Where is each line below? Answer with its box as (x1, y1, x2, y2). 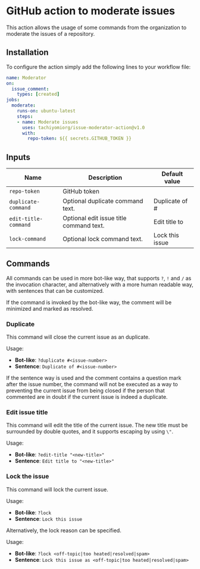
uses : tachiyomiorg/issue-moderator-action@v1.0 (21, 124, 145, 130)
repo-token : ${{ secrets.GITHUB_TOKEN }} (27, 136, 132, 142)
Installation (6, 48, 49, 58)
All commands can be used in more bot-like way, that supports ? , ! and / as (6, 274, 192, 282)
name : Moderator (6, 74, 46, 81)
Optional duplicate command (62, 197, 143, 205)
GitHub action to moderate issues (6, 4, 176, 18)
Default (161, 170, 183, 178)
